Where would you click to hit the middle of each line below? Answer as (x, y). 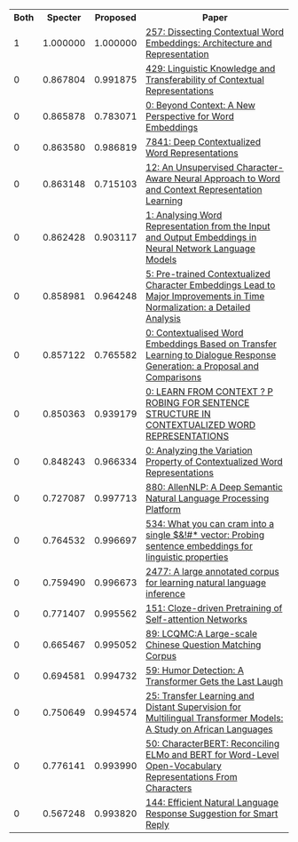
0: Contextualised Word (195, 333)
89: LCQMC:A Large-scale (201, 634)
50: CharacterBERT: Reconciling (213, 743)
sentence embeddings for (199, 546)
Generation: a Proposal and (202, 366)
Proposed (116, 17)
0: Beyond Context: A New (200, 105)
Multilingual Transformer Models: (215, 718)
